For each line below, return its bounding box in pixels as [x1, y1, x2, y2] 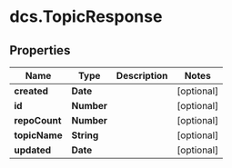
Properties [9, 43, 71, 58]
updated [14, 143, 52, 156]
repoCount [14, 114, 62, 126]
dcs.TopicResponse [9, 6, 163, 27]
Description [116, 70, 168, 82]
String [71, 129, 99, 142]
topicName [14, 129, 63, 142]
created [14, 84, 48, 97]
